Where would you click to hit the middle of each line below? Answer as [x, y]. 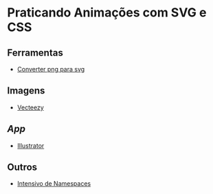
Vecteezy [31, 107]
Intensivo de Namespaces [54, 184]
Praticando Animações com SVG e [107, 13]
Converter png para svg [51, 69]
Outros [22, 168]
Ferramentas [35, 53]
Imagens [26, 91]
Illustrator [31, 145]
